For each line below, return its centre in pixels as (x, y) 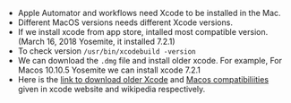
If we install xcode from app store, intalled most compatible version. (143, 32)
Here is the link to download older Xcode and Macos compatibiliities (143, 79)
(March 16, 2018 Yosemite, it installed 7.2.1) (97, 41)
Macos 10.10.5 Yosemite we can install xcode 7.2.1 (109, 70)
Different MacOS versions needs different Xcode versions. (125, 22)
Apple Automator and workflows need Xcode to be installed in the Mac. (149, 13)
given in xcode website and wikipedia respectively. (111, 89)
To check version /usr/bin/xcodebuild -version (107, 51)
